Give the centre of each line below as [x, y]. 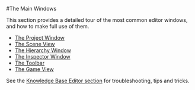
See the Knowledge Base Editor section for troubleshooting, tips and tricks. [98, 81]
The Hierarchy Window [43, 50]
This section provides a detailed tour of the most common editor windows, [97, 20]
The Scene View [35, 44]
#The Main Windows [31, 9]
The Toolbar [30, 63]
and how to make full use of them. [48, 26]
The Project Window [40, 38]
